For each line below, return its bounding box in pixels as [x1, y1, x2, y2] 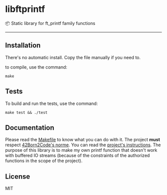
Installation [5, 41, 41, 50]
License [5, 172, 30, 181]
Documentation [5, 123, 55, 132]
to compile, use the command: [5, 64, 68, 70]
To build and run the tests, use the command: [5, 100, 98, 106]
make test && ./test [5, 110, 48, 115]
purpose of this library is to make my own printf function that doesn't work [5, 147, 158, 153]
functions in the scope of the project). [5, 158, 83, 164]
